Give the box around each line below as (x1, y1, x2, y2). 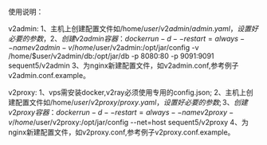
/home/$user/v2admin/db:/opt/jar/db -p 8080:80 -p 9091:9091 (8, 51, 214, 61)
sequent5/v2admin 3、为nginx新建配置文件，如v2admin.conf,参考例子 (8, 61, 239, 70)
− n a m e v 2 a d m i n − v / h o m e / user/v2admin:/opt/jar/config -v (8, 43, 199, 52)
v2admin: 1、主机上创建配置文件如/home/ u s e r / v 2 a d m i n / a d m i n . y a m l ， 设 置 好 (8, 24, 259, 33)
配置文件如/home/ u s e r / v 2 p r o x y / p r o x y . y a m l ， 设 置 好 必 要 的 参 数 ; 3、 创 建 (14, 98, 249, 107)
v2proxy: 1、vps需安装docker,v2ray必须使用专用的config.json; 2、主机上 (8, 88, 247, 97)
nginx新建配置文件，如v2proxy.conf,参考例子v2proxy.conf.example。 (8, 127, 235, 137)
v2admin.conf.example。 (8, 71, 90, 80)
